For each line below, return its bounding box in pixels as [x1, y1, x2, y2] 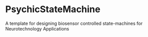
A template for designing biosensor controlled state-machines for [5, 20, 143, 26]
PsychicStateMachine [5, 4, 101, 15]
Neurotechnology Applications [5, 25, 69, 31]
